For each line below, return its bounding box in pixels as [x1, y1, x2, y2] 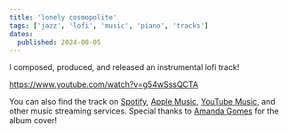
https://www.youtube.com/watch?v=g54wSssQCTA [9, 79, 198, 90]
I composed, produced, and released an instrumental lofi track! [9, 62, 240, 73]
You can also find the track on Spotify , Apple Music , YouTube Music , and [9, 97, 276, 107]
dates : [9, 29, 34, 38]
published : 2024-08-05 [17, 37, 101, 47]
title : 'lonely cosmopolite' [9, 12, 117, 22]
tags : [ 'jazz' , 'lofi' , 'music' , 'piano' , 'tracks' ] [9, 21, 209, 30]
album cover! [9, 115, 58, 126]
